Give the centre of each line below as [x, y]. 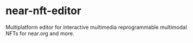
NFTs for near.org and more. [40, 33]
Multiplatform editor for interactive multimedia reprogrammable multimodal [96, 27]
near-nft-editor [43, 11]
